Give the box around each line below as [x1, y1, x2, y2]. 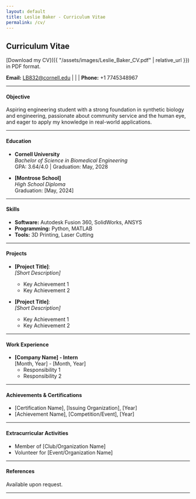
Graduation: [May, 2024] [14, 187, 74, 194]
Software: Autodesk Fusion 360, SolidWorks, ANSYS [14, 218, 142, 225]
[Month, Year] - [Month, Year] [14, 360, 86, 367]
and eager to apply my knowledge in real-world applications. [6, 118, 152, 126]
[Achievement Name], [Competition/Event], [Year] [14, 411, 135, 418]
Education [6, 137, 32, 144]
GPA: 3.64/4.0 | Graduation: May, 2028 [14, 163, 108, 170]
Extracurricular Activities [6, 430, 69, 436]
